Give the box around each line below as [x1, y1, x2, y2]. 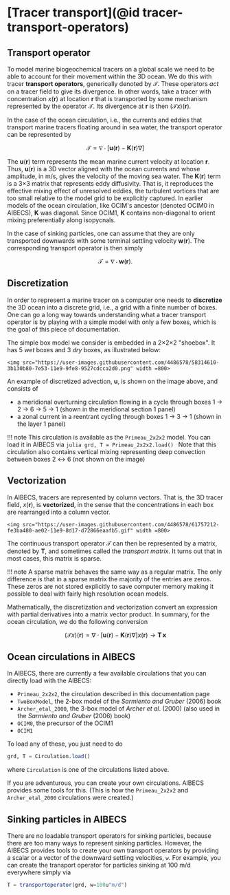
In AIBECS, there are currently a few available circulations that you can [7, 669, 207, 678]
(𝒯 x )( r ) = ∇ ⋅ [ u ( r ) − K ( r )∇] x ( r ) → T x [64, 631, 167, 639]
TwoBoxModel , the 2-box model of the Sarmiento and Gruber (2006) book [16, 697, 222, 706]
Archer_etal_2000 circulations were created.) [7, 793, 134, 802]
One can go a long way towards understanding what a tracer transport [7, 310, 207, 319]
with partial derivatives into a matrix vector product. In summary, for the [7, 610, 210, 618]
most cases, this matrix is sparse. [7, 554, 102, 562]
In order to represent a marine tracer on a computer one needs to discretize [7, 296, 222, 304]
